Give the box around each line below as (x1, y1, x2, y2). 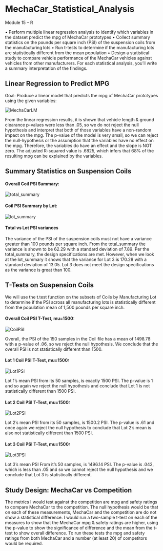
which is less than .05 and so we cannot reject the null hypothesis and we (5, 466, 153, 472)
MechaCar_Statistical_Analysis (5, 3, 135, 15)
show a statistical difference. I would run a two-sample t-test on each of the (5, 514, 158, 521)
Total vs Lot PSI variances (5, 225, 59, 231)
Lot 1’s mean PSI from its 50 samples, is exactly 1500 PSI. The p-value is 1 (5, 378, 153, 383)
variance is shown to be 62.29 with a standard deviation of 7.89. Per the (5, 246, 150, 252)
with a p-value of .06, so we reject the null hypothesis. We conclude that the (5, 341, 159, 347)
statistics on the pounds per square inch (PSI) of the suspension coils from (5, 39, 155, 45)
